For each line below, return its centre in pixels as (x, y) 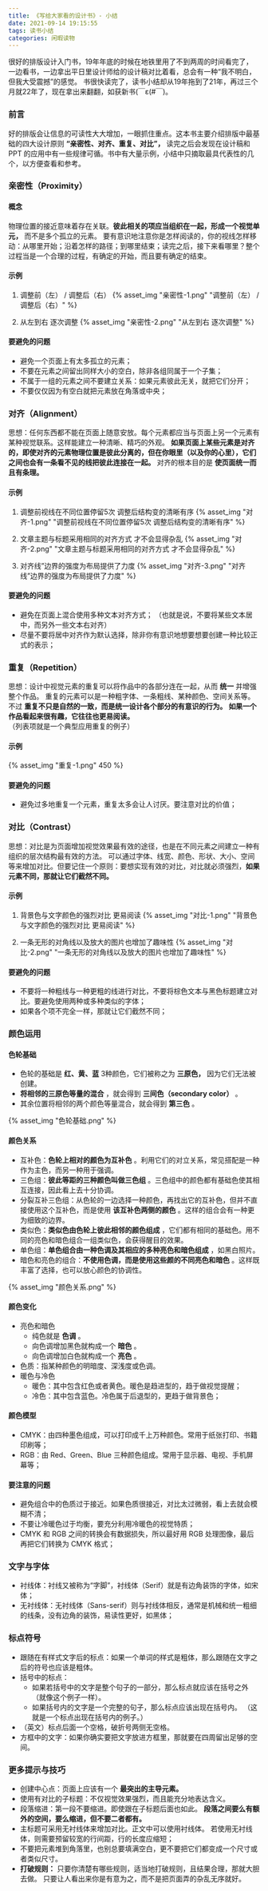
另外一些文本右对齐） (76, 624)
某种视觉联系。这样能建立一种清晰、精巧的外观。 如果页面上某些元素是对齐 (132, 443)
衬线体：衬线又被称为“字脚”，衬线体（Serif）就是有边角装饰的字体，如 (136, 1586)
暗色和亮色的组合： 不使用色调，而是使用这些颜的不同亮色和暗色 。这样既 (140, 1259)
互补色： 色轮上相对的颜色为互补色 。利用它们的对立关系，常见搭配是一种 (140, 1159)
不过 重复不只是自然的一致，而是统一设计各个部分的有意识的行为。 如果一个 (132, 706)
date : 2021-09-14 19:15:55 (53, 23)
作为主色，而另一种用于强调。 (69, 1170)
